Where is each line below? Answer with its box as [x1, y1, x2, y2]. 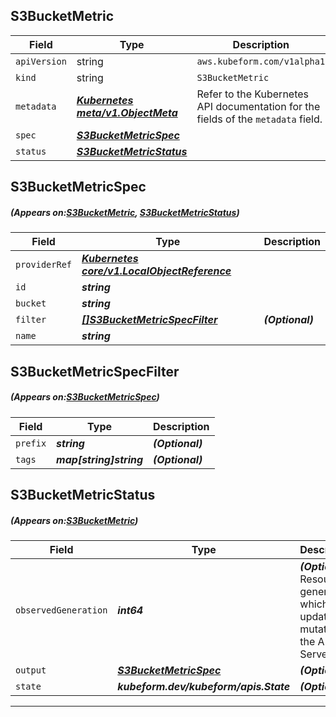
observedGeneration [15, 604, 108, 616]
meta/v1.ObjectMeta [76, 105, 178, 119]
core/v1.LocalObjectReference [81, 264, 232, 278]
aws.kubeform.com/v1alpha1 [196, 55, 326, 67]
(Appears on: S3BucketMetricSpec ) [10, 391, 160, 403]
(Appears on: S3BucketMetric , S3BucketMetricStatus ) [10, 206, 240, 218]
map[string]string [56, 452, 144, 466]
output [15, 664, 47, 676]
